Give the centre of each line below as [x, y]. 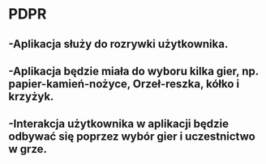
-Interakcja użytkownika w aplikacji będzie [119, 124]
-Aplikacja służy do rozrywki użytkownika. [118, 44]
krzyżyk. [31, 97]
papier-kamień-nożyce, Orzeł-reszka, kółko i [124, 84]
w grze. [28, 149]
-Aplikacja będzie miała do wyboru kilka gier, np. [134, 71]
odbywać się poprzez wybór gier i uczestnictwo [132, 137]
